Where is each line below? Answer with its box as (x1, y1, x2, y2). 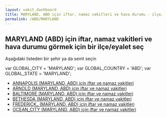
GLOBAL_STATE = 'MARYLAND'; (5, 70, 72, 77)
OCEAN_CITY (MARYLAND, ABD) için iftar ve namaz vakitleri (12, 107, 137, 113)
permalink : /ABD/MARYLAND (5, 16, 59, 21)
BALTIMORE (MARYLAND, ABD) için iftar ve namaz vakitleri (12, 91, 133, 97)
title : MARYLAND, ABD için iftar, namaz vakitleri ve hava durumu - (5, 12, 150, 17)
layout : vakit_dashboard (5, 7, 57, 12)
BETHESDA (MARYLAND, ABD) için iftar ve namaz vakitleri (12, 96, 132, 102)
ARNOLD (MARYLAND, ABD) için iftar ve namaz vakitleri (12, 85, 127, 92)
